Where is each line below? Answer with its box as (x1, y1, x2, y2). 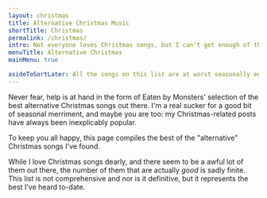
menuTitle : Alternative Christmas (8, 49, 123, 56)
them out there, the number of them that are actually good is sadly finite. (8, 165, 246, 175)
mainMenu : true (8, 56, 59, 64)
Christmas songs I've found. (8, 141, 101, 151)
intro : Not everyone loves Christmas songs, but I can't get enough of (8, 41, 250, 49)
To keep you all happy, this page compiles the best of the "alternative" (8, 133, 238, 142)
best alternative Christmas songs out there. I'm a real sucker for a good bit (8, 100, 252, 110)
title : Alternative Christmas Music (8, 19, 130, 27)
